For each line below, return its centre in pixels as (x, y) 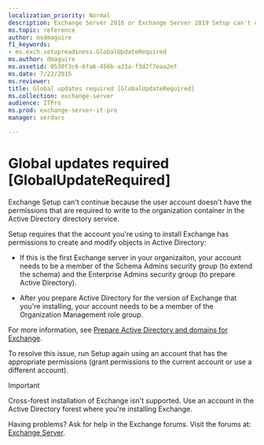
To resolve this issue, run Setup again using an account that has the (118, 353)
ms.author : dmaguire (42, 60)
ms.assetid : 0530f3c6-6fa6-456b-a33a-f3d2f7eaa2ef (93, 67)
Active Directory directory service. (64, 219)
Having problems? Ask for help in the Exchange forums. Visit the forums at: (130, 424)
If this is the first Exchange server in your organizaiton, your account (130, 257)
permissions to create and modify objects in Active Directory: (107, 242)
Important (24, 385)
